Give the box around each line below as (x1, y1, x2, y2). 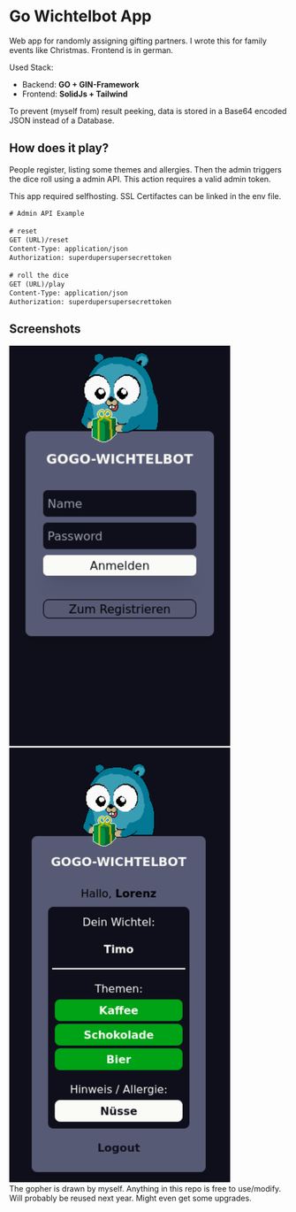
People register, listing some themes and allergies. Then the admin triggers (9, 164, 283, 174)
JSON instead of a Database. (9, 115, 115, 126)
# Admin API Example (9, 209, 86, 218)
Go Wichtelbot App (9, 6, 152, 27)
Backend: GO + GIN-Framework (21, 79, 140, 89)
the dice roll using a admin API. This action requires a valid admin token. (9, 173, 271, 184)
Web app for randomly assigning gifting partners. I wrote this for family (9, 35, 268, 46)
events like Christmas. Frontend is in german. (9, 44, 174, 55)
